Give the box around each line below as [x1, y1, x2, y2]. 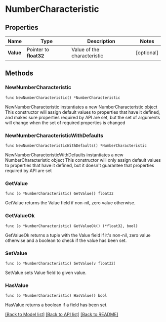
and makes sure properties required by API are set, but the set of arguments [5, 114, 160, 120]
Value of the [71, 46, 100, 53]
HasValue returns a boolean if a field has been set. [5, 302, 108, 308]
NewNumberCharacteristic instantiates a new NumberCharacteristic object [5, 104, 158, 110]
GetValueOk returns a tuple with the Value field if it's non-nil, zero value [5, 232, 151, 238]
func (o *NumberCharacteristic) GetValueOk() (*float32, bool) [5, 224, 138, 229]
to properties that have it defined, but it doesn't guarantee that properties [5, 162, 155, 168]
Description [87, 38, 116, 45]
